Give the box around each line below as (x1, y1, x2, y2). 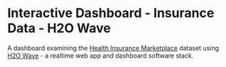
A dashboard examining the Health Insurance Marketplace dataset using (7, 43, 219, 52)
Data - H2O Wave (7, 20, 112, 36)
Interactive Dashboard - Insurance (7, 5, 215, 21)
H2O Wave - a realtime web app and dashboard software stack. (7, 51, 194, 60)
